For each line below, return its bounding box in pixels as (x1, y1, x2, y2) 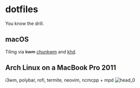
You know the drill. (5, 20, 44, 26)
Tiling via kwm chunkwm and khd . (5, 48, 77, 54)
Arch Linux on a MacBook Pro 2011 (5, 64, 116, 72)
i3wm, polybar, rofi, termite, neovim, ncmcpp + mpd (5, 77, 114, 83)
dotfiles (5, 4, 39, 15)
